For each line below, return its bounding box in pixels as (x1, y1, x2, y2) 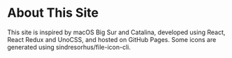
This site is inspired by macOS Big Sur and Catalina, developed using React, (7, 28, 226, 36)
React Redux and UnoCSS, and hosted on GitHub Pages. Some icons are (7, 35, 217, 43)
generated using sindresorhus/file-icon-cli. (7, 43, 131, 51)
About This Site (7, 5, 99, 21)
